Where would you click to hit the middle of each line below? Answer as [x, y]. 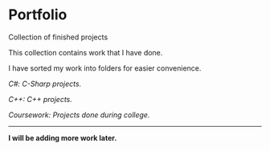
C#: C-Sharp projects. [45, 84]
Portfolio [38, 15]
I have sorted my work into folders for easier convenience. [105, 68]
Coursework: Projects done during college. [79, 115]
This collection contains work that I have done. [86, 52]
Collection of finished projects [58, 37]
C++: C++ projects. [40, 99]
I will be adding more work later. [63, 137]
